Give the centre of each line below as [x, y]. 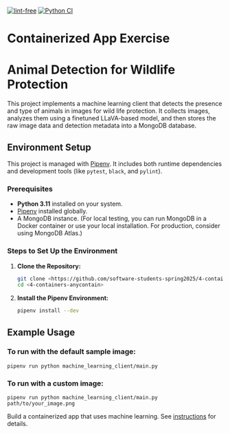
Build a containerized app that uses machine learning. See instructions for [112, 416]
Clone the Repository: [49, 266]
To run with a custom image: [56, 383]
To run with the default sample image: [71, 352]
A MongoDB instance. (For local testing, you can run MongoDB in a [112, 219]
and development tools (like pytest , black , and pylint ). [85, 171]
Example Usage [41, 332]
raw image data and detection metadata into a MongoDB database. [102, 126]
